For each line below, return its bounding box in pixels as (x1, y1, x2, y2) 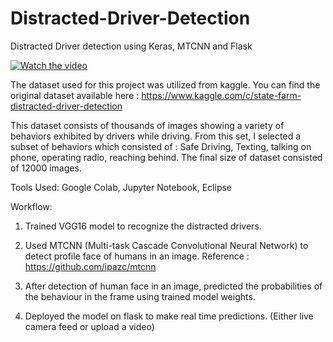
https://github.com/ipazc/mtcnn (24, 260, 157, 272)
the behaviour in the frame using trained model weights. (24, 290, 256, 302)
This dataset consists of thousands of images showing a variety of (10, 119, 285, 131)
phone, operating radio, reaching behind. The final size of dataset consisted (10, 151, 323, 163)
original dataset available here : (10, 89, 140, 101)
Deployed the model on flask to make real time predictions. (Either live (24, 310, 314, 322)
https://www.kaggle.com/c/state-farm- (141, 89, 302, 101)
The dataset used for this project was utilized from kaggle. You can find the (10, 78, 321, 91)
